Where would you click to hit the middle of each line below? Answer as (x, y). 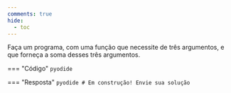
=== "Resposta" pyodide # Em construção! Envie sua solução (99, 82)
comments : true (30, 14)
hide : (15, 21)
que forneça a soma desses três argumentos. (74, 55)
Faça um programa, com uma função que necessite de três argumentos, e (116, 48)
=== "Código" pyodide (40, 69)
